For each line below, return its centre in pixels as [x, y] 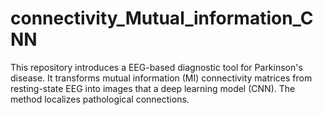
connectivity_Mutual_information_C [162, 18]
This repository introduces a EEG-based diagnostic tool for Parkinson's [156, 67]
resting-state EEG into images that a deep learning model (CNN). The [153, 88]
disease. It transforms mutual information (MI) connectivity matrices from [161, 78]
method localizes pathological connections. [100, 99]
